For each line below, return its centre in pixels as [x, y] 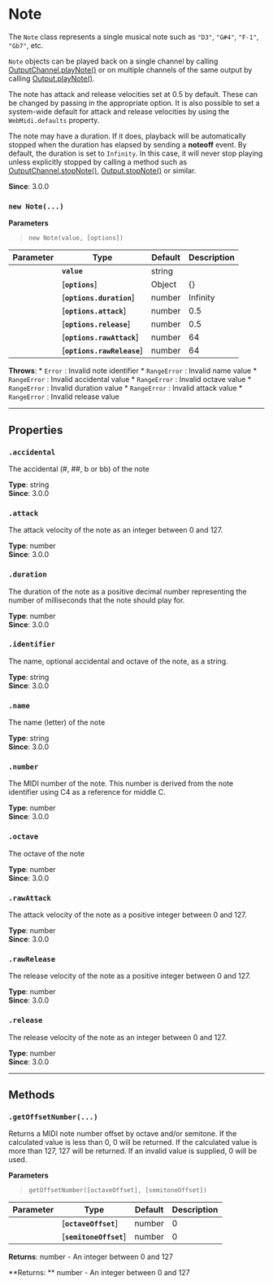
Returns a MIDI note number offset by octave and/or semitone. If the [123, 1134]
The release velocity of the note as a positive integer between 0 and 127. [130, 976]
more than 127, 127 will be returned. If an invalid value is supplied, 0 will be [133, 1151]
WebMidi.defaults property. [54, 120]
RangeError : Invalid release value [64, 397]
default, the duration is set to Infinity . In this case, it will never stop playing [136, 153]
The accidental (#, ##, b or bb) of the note [79, 468]
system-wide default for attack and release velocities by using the [119, 112]
